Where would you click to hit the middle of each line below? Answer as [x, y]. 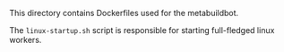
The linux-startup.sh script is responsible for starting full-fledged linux [142, 30]
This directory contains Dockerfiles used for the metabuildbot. [124, 13]
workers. [26, 40]
